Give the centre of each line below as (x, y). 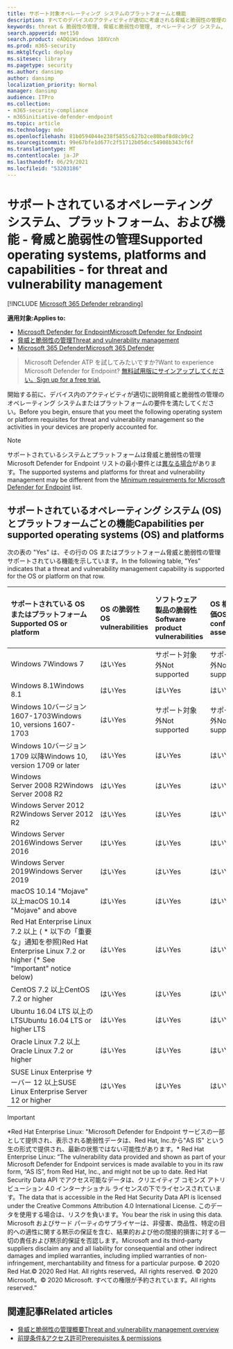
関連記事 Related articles (60, 1311)
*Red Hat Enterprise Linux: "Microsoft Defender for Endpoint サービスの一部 (116, 1132)
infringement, (26, 1263)
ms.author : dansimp (35, 71)
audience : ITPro (31, 98)
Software (170, 620)
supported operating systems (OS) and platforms (115, 535)
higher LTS (28, 1029)
